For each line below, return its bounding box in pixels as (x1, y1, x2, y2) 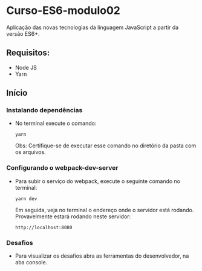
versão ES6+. (6, 30, 40, 37)
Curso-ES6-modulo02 (6, 4, 121, 18)
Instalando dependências (6, 106, 83, 115)
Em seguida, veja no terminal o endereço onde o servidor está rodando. (15, 206, 194, 213)
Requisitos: (6, 48, 50, 58)
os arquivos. (15, 149, 47, 156)
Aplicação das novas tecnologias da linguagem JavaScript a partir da (6, 24, 179, 31)
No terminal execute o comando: (15, 119, 97, 127)
